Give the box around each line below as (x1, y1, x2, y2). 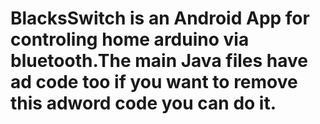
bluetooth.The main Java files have (10, 50, 308, 72)
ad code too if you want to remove (10, 71, 298, 94)
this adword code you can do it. (10, 92, 277, 115)
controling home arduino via (10, 28, 250, 51)
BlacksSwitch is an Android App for (10, 7, 310, 30)
